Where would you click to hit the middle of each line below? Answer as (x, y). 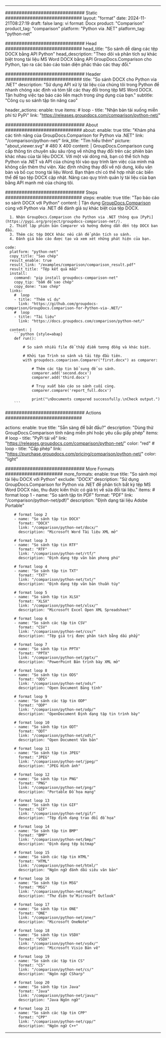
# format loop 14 (32, 827)
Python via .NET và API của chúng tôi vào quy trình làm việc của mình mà (80, 162)
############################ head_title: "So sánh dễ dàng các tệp (82, 49)
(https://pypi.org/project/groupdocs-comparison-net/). (64, 221)
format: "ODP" (33, 705)
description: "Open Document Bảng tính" (60, 688)
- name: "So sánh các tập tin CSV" (51, 623)
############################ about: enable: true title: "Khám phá (80, 130)
